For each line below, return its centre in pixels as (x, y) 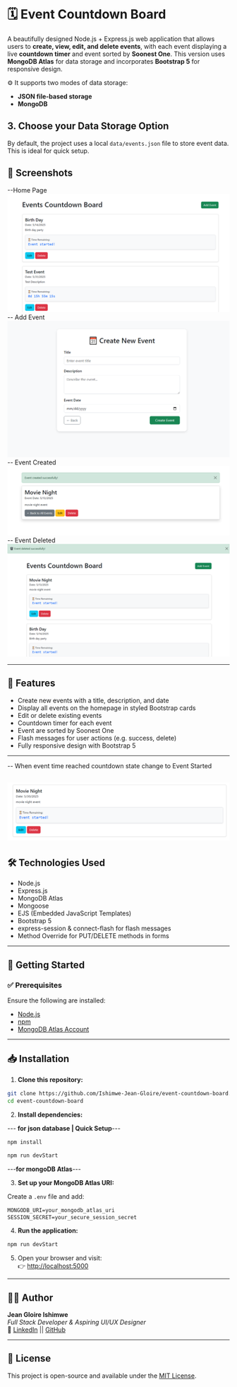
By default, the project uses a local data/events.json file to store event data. (118, 143)
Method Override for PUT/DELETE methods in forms (93, 936)
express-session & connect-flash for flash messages (94, 928)
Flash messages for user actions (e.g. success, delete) (97, 738)
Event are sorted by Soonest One (66, 730)
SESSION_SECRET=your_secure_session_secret (72, 1218)
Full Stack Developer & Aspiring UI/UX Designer (77, 1322)
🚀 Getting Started (46, 965)
